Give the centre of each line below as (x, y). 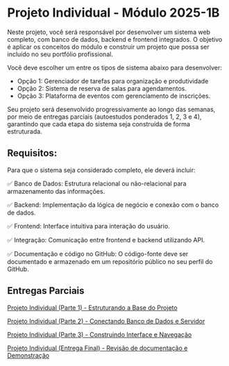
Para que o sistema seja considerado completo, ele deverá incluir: (101, 170)
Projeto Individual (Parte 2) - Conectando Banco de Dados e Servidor (106, 321)
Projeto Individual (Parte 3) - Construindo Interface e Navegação (100, 334)
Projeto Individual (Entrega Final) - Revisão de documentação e (97, 348)
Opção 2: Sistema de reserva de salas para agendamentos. (102, 88)
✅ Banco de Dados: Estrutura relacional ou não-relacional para (97, 183)
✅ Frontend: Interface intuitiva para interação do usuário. (88, 226)
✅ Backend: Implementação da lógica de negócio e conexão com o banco (113, 205)
